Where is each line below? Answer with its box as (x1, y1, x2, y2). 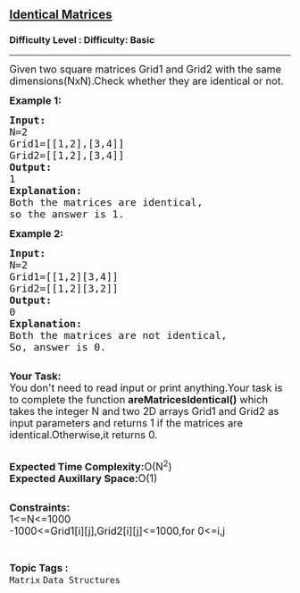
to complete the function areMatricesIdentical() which (9, 393, 269, 406)
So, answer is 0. (9, 340, 107, 353)
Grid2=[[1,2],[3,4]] (9, 148, 125, 162)
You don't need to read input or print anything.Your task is (9, 381, 283, 394)
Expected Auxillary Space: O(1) (9, 471, 158, 485)
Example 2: (9, 227, 64, 240)
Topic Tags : (9, 561, 69, 574)
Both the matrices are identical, (9, 196, 204, 208)
